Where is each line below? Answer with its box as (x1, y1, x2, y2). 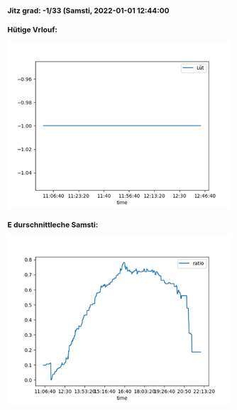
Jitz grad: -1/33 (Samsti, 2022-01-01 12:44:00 (7, 6, 170, 16)
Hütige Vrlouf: (7, 24, 58, 34)
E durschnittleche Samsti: (7, 220, 99, 230)
